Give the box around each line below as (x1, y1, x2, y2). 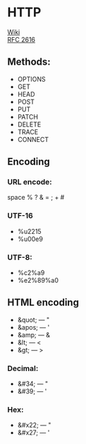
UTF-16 (7, 211, 33, 221)
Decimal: (7, 363, 39, 373)
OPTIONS (17, 75, 46, 83)
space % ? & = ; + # (7, 193, 65, 202)
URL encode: (7, 177, 52, 187)
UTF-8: (7, 252, 33, 262)
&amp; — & (17, 330, 51, 339)
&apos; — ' (17, 323, 50, 331)
